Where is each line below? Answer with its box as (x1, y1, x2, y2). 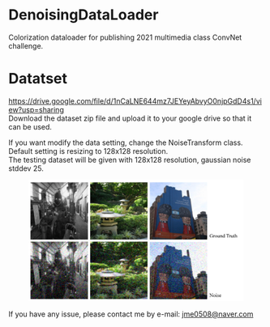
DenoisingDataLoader (8, 6, 159, 24)
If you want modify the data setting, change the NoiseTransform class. (8, 138, 243, 147)
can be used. (8, 121, 53, 131)
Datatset (8, 70, 67, 88)
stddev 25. (8, 163, 45, 173)
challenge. (8, 40, 44, 50)
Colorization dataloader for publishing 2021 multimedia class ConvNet (8, 32, 242, 42)
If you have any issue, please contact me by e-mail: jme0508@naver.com (8, 309, 254, 319)
